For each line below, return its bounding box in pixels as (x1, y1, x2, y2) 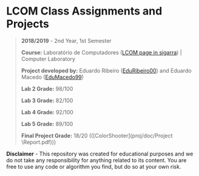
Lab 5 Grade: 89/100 (21, 120, 73, 128)
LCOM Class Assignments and (6, 4, 163, 18)
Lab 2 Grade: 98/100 (21, 85, 73, 92)
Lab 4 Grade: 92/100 (21, 108, 74, 116)
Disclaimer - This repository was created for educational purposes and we (6, 150, 194, 157)
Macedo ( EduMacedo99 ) (21, 73, 84, 80)
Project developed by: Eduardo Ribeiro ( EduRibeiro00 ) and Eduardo (21, 67, 192, 74)
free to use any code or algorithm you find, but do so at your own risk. (6, 163, 181, 170)
